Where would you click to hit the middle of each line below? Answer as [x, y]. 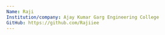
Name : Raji [20, 12]
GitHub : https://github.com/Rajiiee [53, 23]
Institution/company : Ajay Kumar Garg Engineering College [83, 17]
